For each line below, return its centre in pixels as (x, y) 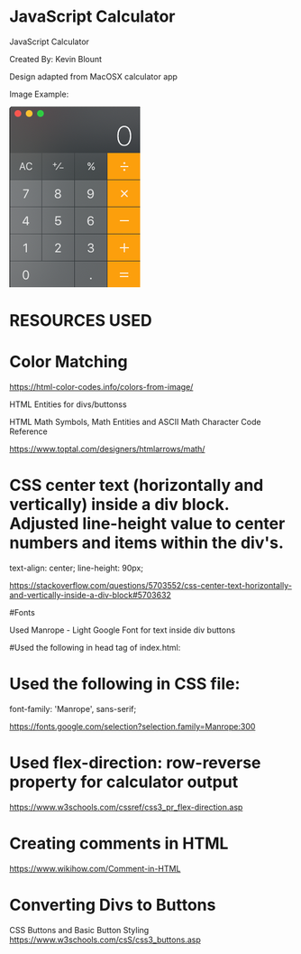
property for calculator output (124, 782)
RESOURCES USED (81, 321)
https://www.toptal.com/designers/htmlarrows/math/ (107, 449)
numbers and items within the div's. (146, 543)
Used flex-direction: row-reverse (135, 763)
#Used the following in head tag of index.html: (95, 648)
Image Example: (39, 94)
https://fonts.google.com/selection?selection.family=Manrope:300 (132, 726)
